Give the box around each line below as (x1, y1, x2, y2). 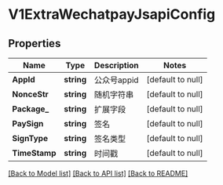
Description (93, 60, 139, 71)
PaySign (12, 118, 44, 129)
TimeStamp (12, 147, 57, 158)
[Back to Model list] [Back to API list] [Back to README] (8, 169, 188, 178)
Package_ (12, 103, 49, 114)
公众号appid (93, 74, 139, 85)
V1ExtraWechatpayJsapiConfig (8, 5, 216, 24)
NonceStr (12, 89, 49, 100)
